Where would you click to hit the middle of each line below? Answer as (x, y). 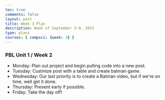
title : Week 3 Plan (25, 24)
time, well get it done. (34, 82)
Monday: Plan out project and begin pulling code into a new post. (79, 66)
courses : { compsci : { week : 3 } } (40, 38)
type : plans (17, 33)
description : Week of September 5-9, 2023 (50, 28)
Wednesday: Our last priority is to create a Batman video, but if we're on (86, 76)
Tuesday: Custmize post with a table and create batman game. (76, 71)
